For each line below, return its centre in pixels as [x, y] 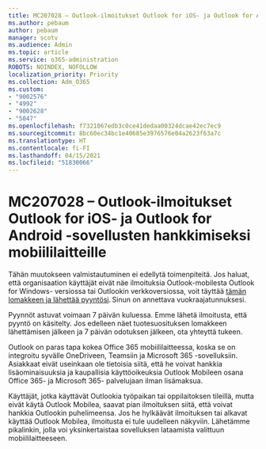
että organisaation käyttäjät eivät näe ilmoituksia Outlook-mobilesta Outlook [131, 283]
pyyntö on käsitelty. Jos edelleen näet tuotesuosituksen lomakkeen [118, 323]
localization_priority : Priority [63, 74]
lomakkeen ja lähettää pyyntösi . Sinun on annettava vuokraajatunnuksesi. [127, 300]
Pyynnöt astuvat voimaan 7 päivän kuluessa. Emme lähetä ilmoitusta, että [128, 315]
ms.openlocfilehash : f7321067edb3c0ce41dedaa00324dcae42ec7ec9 [115, 126]
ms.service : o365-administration [63, 60]
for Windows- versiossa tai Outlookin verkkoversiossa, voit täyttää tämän [127, 291]
